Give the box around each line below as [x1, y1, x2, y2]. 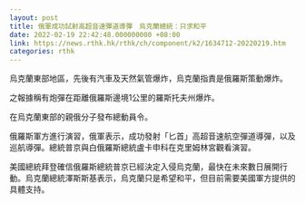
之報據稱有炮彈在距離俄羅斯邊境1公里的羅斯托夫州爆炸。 [9, 92, 220, 103]
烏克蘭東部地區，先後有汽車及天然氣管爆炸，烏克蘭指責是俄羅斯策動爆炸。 [9, 73, 288, 84]
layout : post [9, 13, 59, 23]
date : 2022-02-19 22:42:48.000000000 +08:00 [9, 30, 181, 39]
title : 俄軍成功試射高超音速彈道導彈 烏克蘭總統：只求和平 [9, 22, 207, 31]
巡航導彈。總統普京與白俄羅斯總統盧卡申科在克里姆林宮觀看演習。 [9, 142, 256, 153]
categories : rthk [9, 47, 75, 56]
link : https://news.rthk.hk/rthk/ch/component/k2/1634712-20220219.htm [9, 38, 286, 48]
